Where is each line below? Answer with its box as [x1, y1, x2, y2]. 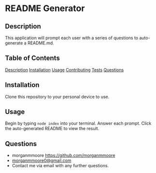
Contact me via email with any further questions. [12, 163, 109, 169]
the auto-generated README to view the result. [5, 126, 99, 131]
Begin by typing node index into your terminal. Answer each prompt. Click [5, 120, 152, 126]
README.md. [27, 40, 54, 46]
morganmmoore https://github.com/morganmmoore [12, 153, 115, 159]
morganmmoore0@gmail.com [12, 158, 71, 163]
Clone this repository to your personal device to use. [5, 94, 110, 100]
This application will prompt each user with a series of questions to [5, 35, 139, 41]
